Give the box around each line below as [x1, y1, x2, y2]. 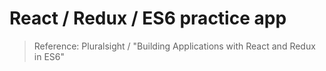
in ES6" [33, 50, 65, 62]
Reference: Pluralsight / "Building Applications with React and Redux [33, 40, 316, 52]
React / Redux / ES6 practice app [9, 7, 287, 30]
